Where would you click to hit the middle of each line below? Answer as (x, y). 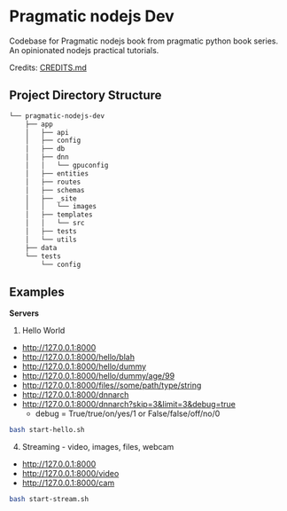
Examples (37, 291)
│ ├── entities (57, 173)
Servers (24, 313)
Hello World (43, 331)
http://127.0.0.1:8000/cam (68, 483)
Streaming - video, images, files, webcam (98, 447)
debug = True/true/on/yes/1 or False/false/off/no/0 (128, 413)
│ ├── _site (51, 198)
